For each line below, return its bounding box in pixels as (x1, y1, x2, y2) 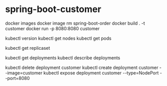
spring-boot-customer (5, 4, 101, 15)
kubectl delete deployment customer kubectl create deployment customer (5, 64, 158, 70)
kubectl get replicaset (5, 45, 50, 51)
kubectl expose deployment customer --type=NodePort (43, 69, 159, 76)
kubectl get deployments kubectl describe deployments (5, 54, 120, 61)
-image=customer (5, 69, 43, 76)
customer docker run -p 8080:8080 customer (5, 25, 100, 31)
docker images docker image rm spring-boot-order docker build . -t (5, 20, 145, 26)
